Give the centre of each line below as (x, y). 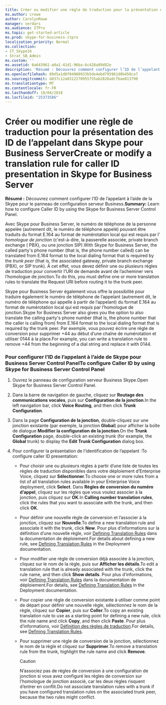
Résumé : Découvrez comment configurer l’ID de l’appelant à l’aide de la (79, 199)
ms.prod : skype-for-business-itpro (42, 38)
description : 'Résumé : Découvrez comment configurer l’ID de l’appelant (83, 70)
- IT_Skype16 (19, 51)
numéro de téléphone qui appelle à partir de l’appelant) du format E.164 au (81, 302)
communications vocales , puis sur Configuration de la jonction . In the (84, 400)
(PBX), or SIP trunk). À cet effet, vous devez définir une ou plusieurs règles (81, 266)
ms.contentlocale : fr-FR (31, 88)
